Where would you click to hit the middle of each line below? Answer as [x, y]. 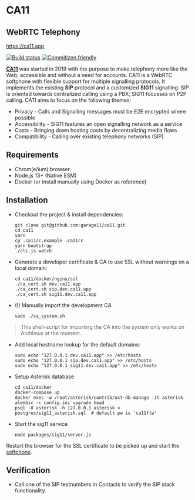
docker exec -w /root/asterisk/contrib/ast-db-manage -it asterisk [99, 398]
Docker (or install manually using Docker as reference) [80, 181]
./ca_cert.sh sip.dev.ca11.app [53, 289]
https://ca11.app [25, 46]
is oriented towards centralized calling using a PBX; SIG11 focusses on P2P [96, 94]
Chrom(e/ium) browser [42, 169]
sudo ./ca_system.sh [40, 316]
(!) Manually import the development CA [63, 305]
